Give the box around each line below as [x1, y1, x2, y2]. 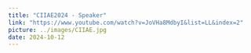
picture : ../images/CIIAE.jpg [8, 26, 107, 34]
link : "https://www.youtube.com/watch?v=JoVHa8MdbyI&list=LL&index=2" [8, 19, 244, 26]
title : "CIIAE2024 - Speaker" [8, 11, 107, 19]
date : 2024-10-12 [8, 33, 65, 41]
